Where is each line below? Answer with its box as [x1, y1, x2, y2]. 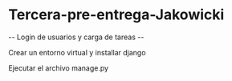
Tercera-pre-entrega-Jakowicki [8, 6, 225, 24]
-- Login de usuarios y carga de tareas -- [8, 32, 144, 42]
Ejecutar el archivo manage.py [8, 63, 109, 73]
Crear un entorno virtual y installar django [8, 47, 146, 57]
